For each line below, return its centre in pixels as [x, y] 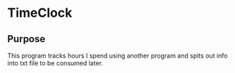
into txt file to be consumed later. [55, 63]
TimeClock [40, 13]
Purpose [26, 39]
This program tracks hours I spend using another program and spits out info [117, 55]
